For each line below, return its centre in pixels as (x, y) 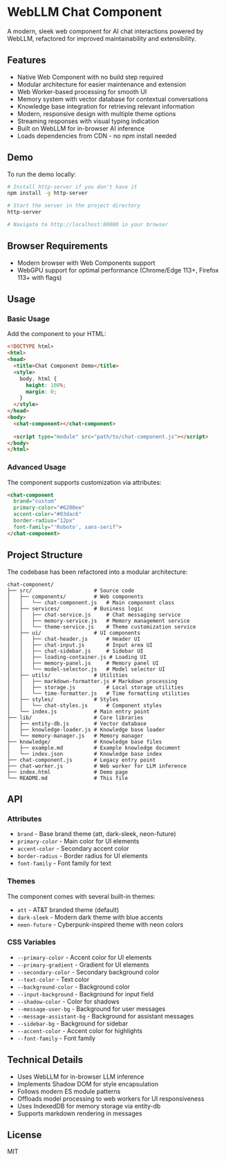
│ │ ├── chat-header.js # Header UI (74, 639)
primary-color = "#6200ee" (49, 508)
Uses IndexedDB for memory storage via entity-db (89, 1106)
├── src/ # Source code (71, 591)
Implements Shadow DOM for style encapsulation (88, 1084)
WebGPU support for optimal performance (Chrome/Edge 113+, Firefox (118, 270)
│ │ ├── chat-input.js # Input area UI (80, 645)
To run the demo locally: (41, 174)
